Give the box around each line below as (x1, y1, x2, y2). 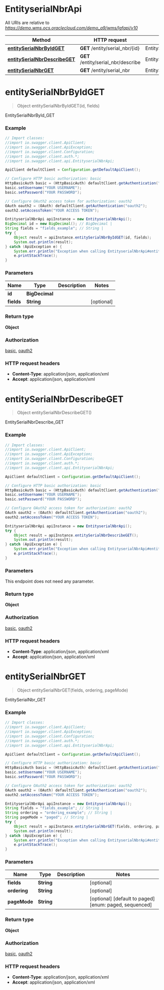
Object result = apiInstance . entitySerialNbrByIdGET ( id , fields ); (14, 235, 152, 240)
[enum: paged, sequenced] (89, 902, 152, 909)
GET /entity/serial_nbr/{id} (80, 45, 140, 52)
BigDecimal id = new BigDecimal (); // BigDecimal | (5, 221, 112, 226)
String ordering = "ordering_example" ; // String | (5, 810, 112, 815)
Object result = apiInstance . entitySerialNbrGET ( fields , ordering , (14, 824, 154, 829)
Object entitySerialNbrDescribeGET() (17, 410, 92, 416)
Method (32, 36, 51, 43)
